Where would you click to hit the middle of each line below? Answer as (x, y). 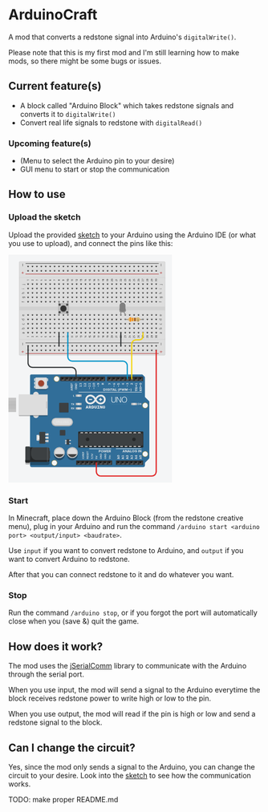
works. (20, 784)
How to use (37, 194)
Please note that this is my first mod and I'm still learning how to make (124, 52)
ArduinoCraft (53, 15)
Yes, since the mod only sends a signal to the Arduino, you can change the (132, 766)
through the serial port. (46, 674)
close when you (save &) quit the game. (74, 621)
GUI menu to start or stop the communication (95, 169)
